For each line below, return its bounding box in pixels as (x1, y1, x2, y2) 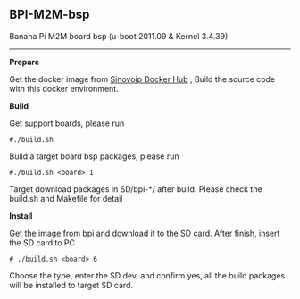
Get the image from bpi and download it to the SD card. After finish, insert (9, 228, 280, 238)
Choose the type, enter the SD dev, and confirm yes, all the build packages (9, 270, 286, 280)
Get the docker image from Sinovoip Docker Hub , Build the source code (9, 73, 275, 84)
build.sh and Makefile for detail (9, 193, 123, 203)
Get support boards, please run (9, 118, 125, 129)
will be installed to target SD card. (9, 279, 134, 290)
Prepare (9, 56, 40, 67)
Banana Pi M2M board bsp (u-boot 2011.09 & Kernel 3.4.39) (9, 30, 229, 41)
